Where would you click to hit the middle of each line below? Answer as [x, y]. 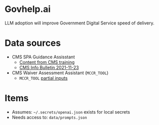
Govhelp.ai [28, 9]
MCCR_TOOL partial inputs [43, 78]
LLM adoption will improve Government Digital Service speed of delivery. [79, 23]
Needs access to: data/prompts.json [49, 117]
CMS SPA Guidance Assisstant [43, 57]
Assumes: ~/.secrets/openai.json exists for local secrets [71, 112]
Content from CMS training [47, 62]
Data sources [33, 43]
